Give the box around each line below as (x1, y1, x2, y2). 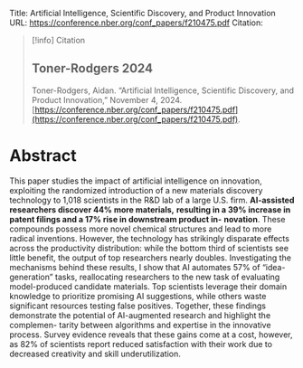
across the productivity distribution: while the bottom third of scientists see (9, 242, 289, 253)
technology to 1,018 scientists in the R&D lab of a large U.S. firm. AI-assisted (9, 194, 295, 205)
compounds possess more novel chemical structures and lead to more (9, 223, 272, 234)
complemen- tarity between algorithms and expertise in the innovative (9, 319, 271, 330)
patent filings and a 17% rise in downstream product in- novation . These (9, 213, 286, 224)
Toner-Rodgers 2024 (31, 61, 154, 76)
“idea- (261, 261, 286, 272)
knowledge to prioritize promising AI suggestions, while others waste (9, 290, 267, 301)
